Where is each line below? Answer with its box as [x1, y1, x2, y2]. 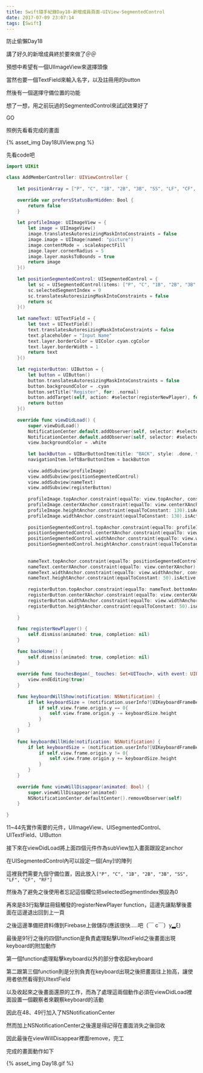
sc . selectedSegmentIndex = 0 [28, 287, 101, 293]
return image [28, 259, 61, 265]
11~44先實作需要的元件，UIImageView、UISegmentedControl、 [6, 824, 164, 831]
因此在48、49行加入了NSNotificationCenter [6, 1009, 115, 1016]
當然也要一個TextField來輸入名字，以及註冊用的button [6, 76, 141, 84]
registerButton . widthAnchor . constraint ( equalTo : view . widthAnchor [28, 597, 199, 604]
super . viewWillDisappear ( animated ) [28, 790, 118, 796]
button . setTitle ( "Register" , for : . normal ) [28, 389, 139, 395]
